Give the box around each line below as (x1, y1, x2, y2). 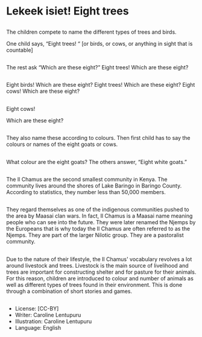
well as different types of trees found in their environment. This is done (6, 281, 183, 288)
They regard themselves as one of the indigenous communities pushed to (6, 206, 190, 213)
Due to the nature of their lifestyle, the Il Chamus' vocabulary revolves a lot (6, 255, 192, 263)
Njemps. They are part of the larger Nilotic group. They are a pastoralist (6, 231, 184, 239)
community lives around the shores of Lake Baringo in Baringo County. (6, 182, 182, 189)
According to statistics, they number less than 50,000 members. (6, 188, 166, 195)
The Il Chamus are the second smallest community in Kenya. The (6, 175, 168, 183)
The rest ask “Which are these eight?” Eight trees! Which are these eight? (6, 63, 189, 71)
